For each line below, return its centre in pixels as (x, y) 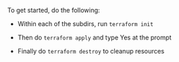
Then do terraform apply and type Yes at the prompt (94, 37)
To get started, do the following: (54, 10)
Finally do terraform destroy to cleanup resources (91, 51)
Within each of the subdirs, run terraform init (85, 24)
